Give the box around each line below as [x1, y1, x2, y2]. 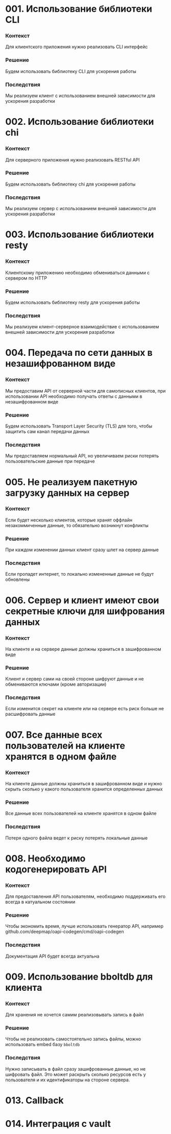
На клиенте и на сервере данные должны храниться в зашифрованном [5, 646, 162, 652]
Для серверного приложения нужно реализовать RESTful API [5, 156, 140, 163]
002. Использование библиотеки [5, 116, 154, 128]
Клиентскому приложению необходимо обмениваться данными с [5, 269, 150, 276]
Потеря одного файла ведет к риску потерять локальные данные [5, 834, 148, 841]
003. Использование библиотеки [5, 229, 154, 240]
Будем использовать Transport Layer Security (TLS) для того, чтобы [5, 423, 153, 429]
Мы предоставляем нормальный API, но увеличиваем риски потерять [5, 453, 159, 459]
